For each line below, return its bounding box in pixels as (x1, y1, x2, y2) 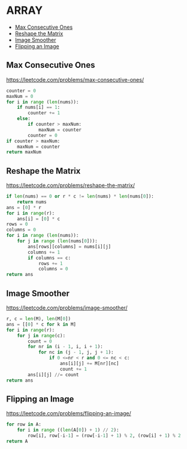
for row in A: (6, 421, 42, 427)
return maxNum (6, 149, 42, 155)
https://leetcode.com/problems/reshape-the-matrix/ (6, 182, 135, 189)
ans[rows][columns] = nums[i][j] (28, 243, 111, 249)
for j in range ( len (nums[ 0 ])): (17, 238, 98, 244)
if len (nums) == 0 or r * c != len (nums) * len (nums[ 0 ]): (6, 194, 154, 200)
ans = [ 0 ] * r (6, 204, 42, 210)
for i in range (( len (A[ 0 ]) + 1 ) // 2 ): (17, 427, 119, 433)
